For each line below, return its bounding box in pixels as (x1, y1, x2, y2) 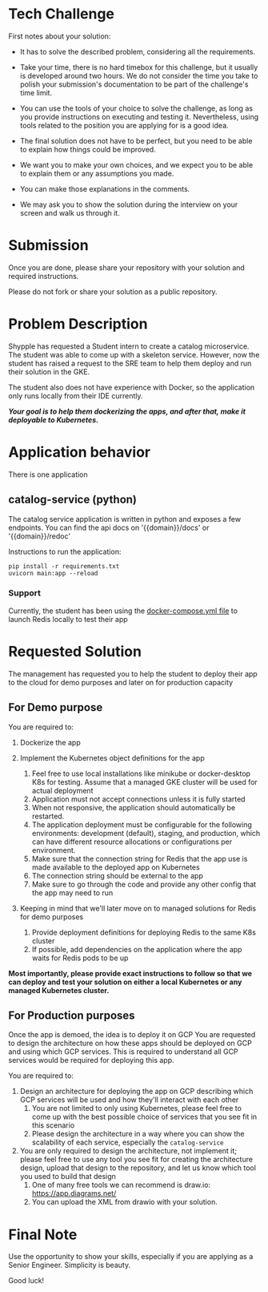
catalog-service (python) (8, 493, 138, 507)
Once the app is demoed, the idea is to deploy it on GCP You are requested (8, 1030, 256, 1040)
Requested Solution (8, 643, 142, 661)
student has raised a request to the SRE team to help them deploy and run (8, 358, 252, 368)
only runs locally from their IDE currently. (8, 390, 143, 401)
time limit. (19, 87, 53, 97)
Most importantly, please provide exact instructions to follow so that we (8, 968, 253, 978)
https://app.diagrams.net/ (31, 1189, 117, 1198)
